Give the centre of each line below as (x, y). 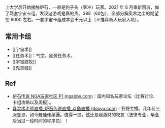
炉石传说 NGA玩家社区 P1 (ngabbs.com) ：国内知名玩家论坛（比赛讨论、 (85, 96)
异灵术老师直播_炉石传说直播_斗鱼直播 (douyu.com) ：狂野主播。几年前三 (86, 108)
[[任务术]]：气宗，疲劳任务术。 (44, 55)
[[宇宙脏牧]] (24, 62)
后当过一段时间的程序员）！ (40, 121)
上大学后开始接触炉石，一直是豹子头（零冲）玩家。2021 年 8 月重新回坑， (80, 7)
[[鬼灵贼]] (22, 67)
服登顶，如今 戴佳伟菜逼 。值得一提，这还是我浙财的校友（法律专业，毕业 (85, 114)
